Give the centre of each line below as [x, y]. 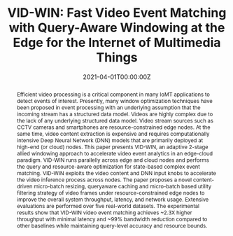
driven [24, 186]
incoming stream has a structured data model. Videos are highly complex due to [115, 114]
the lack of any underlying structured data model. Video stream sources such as [115, 120]
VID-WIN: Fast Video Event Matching [117, 13]
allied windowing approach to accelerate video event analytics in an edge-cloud [115, 153]
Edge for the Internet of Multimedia [117, 43]
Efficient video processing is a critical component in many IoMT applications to [113, 94]
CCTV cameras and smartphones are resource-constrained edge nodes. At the [113, 127]
